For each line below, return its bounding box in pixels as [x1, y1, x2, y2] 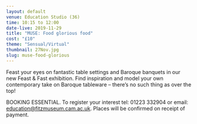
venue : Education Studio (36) [6, 14, 81, 20]
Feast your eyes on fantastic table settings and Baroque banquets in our [6, 68, 181, 75]
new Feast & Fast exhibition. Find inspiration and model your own [6, 75, 163, 82]
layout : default [6, 8, 46, 15]
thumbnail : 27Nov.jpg [6, 47, 59, 53]
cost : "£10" [6, 36, 35, 42]
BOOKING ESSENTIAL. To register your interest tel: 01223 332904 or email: [6, 98, 189, 106]
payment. [6, 111, 29, 118]
